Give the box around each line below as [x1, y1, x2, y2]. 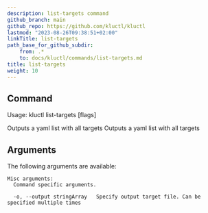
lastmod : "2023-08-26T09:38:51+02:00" [7, 29, 118, 36]
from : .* [19, 49, 45, 55]
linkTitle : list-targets [7, 36, 78, 42]
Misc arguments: [7, 175, 54, 182]
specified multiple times [7, 199, 81, 206]
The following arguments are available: [7, 162, 117, 171]
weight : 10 [7, 67, 38, 74]
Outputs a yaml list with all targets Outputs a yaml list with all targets [7, 124, 200, 132]
